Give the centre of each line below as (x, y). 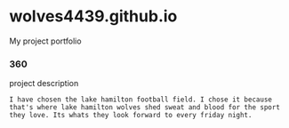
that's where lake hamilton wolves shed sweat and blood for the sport (144, 108)
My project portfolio (45, 41)
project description (44, 84)
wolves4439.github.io (93, 16)
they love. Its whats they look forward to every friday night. (131, 116)
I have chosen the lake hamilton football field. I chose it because (141, 100)
